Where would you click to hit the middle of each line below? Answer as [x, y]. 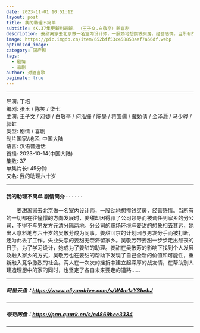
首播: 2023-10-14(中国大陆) [40, 154]
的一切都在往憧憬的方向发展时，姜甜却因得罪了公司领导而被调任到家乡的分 [97, 218]
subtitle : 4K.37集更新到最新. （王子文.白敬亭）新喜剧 [68, 28]
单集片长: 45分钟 [27, 169]
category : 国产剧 [26, 51]
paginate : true [25, 78]
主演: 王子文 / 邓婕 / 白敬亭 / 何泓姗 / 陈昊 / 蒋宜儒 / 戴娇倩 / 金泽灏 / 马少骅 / [99, 116]
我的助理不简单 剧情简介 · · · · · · [45, 196]
